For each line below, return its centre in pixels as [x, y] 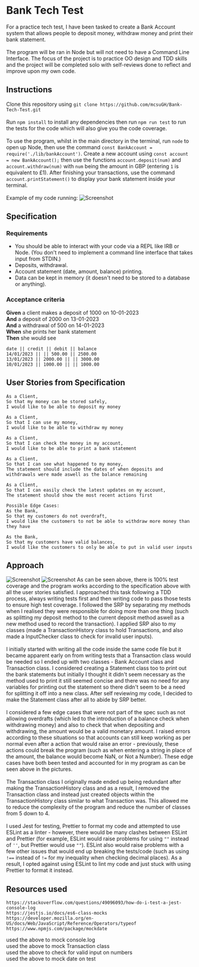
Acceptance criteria [36, 300]
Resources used [37, 889]
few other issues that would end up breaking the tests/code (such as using [98, 852]
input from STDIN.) [38, 259]
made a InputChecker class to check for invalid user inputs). [80, 636]
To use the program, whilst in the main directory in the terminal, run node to [97, 141]
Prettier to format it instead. [40, 870]
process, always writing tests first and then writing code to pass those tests [99, 599]
